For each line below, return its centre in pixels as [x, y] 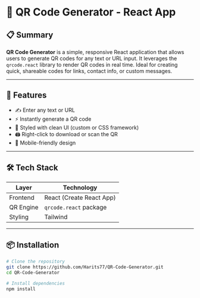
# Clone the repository [36, 262]
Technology [80, 187]
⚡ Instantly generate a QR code [53, 119]
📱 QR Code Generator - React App [91, 12]
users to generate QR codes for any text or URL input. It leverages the [92, 58]
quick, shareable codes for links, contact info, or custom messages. [89, 71]
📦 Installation [33, 245]
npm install [21, 289]
